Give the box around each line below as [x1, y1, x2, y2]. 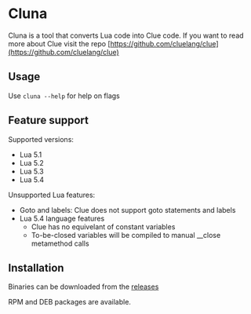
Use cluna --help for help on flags [8, 91, 120, 100]
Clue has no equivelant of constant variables [31, 221, 176, 232]
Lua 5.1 [19, 150, 42, 159]
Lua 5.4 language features [19, 214, 105, 223]
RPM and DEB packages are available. [8, 298, 132, 307]
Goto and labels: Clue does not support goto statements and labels [19, 205, 236, 214]
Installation [8, 261, 64, 275]
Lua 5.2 [19, 158, 45, 167]
